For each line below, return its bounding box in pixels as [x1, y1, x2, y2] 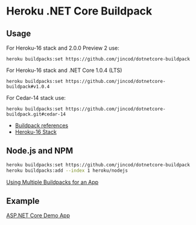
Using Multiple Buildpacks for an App [6, 178, 99, 186]
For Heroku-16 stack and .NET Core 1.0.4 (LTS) [6, 67, 122, 74]
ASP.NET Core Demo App [6, 212, 71, 219]
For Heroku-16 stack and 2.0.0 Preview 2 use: [6, 44, 119, 51]
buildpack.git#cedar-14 [6, 111, 66, 117]
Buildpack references [14, 122, 68, 129]
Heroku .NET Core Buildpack [6, 4, 153, 18]
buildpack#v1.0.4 [6, 83, 50, 90]
